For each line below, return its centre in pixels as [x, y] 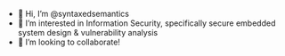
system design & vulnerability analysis [88, 32]
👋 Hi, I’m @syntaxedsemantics [73, 14]
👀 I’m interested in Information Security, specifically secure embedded [147, 23]
